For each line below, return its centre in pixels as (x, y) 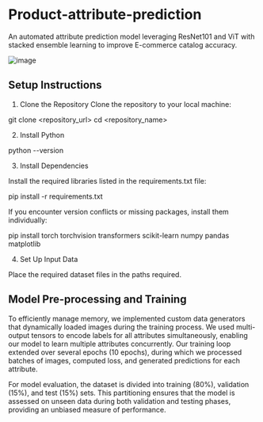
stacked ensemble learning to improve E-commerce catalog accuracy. (123, 44)
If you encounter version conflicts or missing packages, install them (119, 211)
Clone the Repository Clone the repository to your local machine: (126, 104)
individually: (28, 220)
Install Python (42, 135)
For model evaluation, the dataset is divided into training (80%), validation (129, 384)
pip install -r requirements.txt (55, 196)
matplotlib (25, 244)
